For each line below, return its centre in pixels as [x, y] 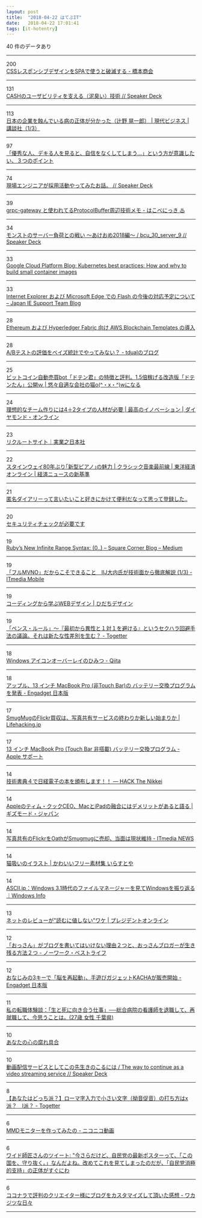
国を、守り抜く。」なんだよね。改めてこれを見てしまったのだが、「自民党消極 [101, 1163]
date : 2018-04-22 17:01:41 [43, 23]
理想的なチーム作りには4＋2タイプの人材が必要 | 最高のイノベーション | [95, 410]
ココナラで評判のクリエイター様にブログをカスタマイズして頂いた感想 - [95, 1195]
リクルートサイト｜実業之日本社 [46, 442]
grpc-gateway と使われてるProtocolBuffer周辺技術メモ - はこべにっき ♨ [96, 211]
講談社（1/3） [23, 128]
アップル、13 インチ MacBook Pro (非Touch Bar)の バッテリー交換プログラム [101, 686]
